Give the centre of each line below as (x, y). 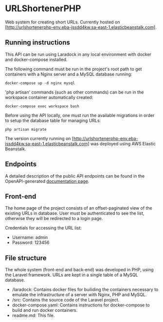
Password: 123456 (31, 242)
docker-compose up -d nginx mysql (40, 83)
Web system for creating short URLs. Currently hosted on (63, 22)
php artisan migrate (26, 129)
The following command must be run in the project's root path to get (73, 69)
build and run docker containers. (45, 310)
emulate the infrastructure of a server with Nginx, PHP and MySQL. (79, 295)
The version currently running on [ (39, 138)
